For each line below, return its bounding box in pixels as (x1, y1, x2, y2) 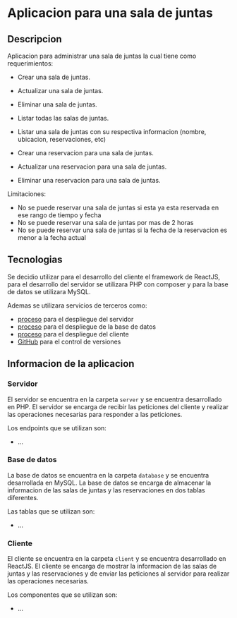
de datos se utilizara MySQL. (7, 287, 91, 296)
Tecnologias (7, 254, 63, 266)
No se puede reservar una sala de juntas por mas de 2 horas (17, 219, 194, 226)
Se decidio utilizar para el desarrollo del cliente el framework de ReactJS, (7, 272, 221, 281)
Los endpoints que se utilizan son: (7, 423, 107, 432)
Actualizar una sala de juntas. (17, 87, 104, 95)
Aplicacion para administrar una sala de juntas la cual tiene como (7, 51, 197, 60)
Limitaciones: (7, 190, 47, 198)
